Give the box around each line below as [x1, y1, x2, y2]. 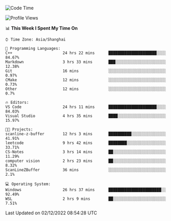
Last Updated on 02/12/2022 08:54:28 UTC [5, 210, 97, 216]
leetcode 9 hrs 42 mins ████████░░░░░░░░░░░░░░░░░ [5, 140, 166, 145]
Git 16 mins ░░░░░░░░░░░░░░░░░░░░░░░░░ [5, 68, 166, 73]
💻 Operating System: [5, 181, 51, 187]
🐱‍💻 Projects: [5, 127, 33, 132]
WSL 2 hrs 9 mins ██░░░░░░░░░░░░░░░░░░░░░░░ [5, 196, 166, 201]
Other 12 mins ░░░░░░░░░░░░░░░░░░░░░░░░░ [5, 86, 166, 91]
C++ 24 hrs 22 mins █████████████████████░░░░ [5, 50, 166, 56]
